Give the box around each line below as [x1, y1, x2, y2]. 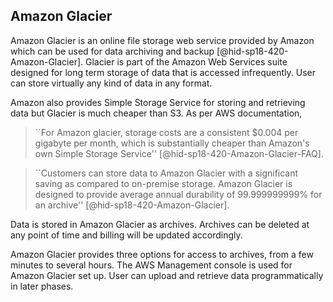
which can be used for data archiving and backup [10, 45, 215, 57]
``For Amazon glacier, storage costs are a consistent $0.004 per [34, 126, 299, 138]
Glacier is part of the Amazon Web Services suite [85, 55, 288, 68]
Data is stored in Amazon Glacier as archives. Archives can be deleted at [10, 218, 310, 230]
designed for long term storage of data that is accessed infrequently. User [10, 66, 316, 78]
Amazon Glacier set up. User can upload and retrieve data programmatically [10, 269, 324, 281]
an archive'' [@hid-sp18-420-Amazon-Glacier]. [34, 199, 230, 211]
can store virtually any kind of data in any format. [10, 77, 213, 89]
